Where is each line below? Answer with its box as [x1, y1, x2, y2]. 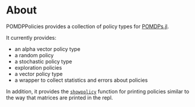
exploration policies [14, 64, 63, 71]
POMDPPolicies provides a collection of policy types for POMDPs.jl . [6, 23, 169, 30]
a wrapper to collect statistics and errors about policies [14, 77, 148, 84]
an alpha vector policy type [14, 45, 81, 53]
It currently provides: [6, 34, 57, 41]
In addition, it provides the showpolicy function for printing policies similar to [6, 88, 189, 95]
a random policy [14, 51, 54, 58]
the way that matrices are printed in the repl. [6, 94, 113, 101]
